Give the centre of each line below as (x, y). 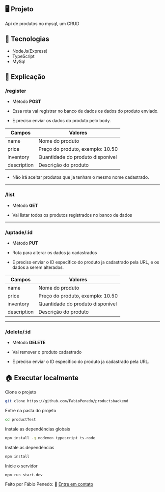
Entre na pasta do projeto (31, 410)
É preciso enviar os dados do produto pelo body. (61, 121)
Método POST (27, 101)
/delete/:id (18, 331)
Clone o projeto (21, 392)
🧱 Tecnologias (27, 39)
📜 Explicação (25, 77)
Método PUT (25, 243)
